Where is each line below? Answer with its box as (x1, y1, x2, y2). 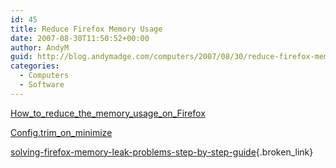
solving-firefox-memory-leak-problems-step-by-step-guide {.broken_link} (10, 146, 314, 158)
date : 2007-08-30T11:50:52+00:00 (10, 33, 150, 43)
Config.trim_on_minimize (10, 126, 113, 138)
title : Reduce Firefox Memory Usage (10, 24, 163, 34)
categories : (10, 61, 60, 71)
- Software (19, 80, 65, 90)
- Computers (19, 71, 70, 81)
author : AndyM (10, 42, 70, 53)
